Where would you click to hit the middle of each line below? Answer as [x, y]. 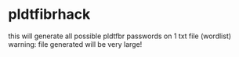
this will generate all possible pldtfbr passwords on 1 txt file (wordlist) [120, 36]
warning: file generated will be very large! [75, 44]
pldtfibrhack [49, 14]
